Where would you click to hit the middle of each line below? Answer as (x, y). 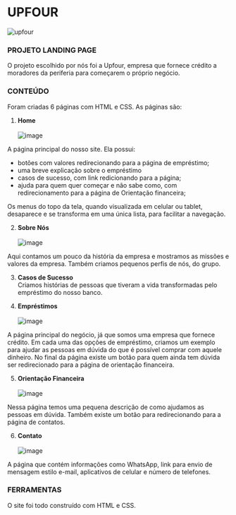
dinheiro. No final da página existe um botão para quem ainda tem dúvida (114, 357)
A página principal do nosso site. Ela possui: (72, 149)
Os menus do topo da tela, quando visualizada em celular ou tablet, (105, 206)
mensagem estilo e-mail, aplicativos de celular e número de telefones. (109, 472)
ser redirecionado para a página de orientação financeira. (91, 365)
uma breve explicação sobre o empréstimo (80, 170)
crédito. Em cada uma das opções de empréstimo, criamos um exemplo (111, 342)
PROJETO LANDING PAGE (52, 50)
